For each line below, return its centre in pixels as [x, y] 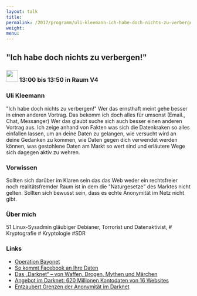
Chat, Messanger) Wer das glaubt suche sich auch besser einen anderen [94, 121]
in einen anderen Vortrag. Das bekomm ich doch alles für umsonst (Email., [96, 115]
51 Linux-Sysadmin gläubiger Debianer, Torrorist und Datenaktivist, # [89, 227]
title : [14, 17]
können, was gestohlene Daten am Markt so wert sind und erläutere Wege [96, 146]
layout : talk [22, 11]
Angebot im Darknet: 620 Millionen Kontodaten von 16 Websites [91, 280]
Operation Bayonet [37, 261]
